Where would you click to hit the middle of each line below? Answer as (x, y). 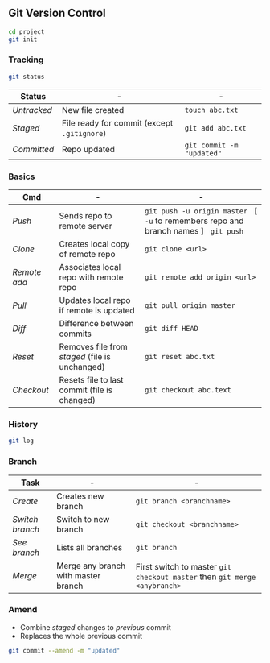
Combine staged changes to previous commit (95, 627)
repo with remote (91, 277)
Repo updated (88, 149)
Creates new (80, 496)
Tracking (26, 60)
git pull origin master (190, 306)
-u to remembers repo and (194, 221)
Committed (33, 149)
